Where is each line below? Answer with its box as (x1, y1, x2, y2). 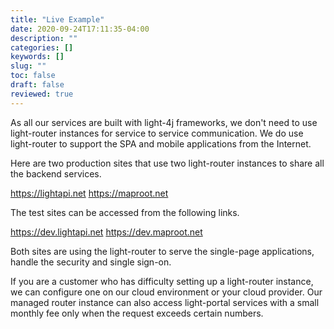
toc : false (10, 71, 56, 81)
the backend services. (10, 167, 102, 180)
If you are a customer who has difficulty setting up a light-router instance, (10, 275, 314, 287)
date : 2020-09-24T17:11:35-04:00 (10, 24, 150, 34)
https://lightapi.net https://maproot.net (10, 187, 169, 199)
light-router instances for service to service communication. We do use (10, 127, 304, 139)
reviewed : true (10, 89, 74, 99)
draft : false (10, 80, 65, 90)
